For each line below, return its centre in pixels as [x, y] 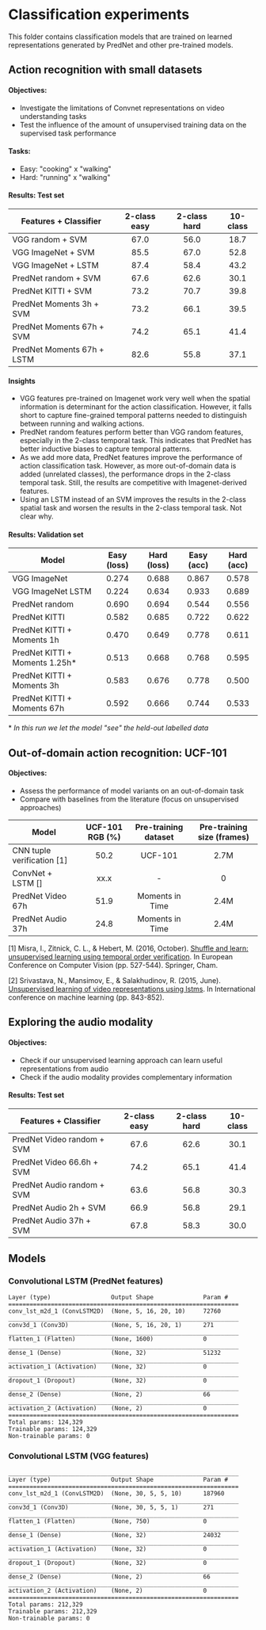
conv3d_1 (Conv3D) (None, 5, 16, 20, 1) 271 [111, 1326]
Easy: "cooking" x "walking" [66, 169]
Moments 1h [36, 640]
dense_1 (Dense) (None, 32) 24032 [115, 1535]
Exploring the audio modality [81, 1022]
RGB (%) [104, 836]
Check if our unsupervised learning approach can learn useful [121, 1060]
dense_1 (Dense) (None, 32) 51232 [115, 1353]
